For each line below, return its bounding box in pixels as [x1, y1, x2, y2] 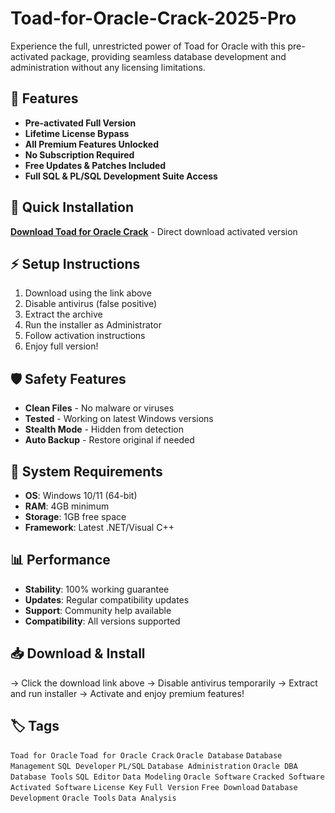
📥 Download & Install [10, 645, 146, 662]
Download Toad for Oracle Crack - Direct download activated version [10, 225, 298, 237]
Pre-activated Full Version [24, 117, 137, 129]
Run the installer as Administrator [24, 319, 162, 331]
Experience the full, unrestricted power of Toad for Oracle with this [10, 40, 286, 52]
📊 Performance [10, 552, 111, 569]
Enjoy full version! [24, 340, 99, 352]
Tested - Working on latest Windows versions [24, 413, 214, 425]
